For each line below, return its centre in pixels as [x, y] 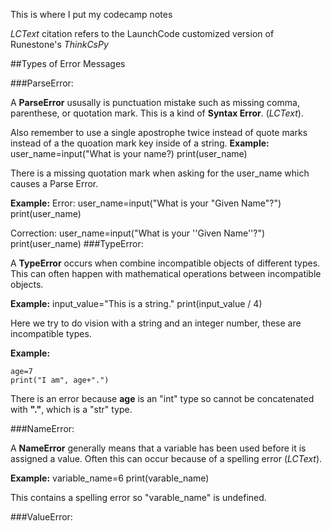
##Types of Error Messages [68, 63]
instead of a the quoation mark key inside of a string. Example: [140, 143]
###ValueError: [41, 517]
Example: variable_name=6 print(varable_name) [110, 478]
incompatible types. [51, 333]
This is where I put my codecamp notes [91, 14]
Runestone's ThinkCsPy [59, 44]
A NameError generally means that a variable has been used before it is [158, 448]
